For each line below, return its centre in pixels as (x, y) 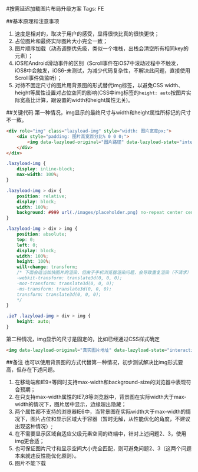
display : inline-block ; (46, 169)
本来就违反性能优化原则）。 (47, 456)
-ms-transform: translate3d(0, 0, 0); (64, 289)
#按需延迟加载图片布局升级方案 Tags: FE (55, 9)
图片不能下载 (30, 463)
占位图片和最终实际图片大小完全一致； (61, 41)
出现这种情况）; (34, 426)
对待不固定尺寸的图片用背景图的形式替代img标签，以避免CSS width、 (99, 85)
